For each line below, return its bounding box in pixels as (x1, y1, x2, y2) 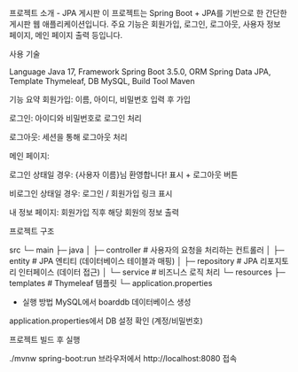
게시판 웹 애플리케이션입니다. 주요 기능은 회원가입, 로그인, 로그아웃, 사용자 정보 (9, 19, 281, 29)
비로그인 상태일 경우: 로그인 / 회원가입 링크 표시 (9, 189, 173, 198)
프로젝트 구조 (9, 226, 55, 236)
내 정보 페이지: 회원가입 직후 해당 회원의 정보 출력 (9, 207, 180, 217)
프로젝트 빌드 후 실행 (9, 335, 81, 345)
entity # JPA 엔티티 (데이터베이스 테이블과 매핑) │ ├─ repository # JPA (9, 256, 259, 266)
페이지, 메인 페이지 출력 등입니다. (9, 30, 123, 40)
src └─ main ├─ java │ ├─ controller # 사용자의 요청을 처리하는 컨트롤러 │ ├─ (9, 244, 285, 255)
